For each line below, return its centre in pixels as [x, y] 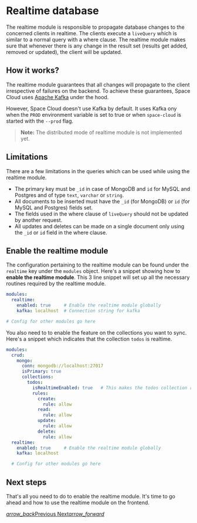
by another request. [38, 220]
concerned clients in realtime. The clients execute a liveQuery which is [91, 33]
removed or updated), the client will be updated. [64, 52]
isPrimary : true [41, 372]
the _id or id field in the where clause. [61, 232]
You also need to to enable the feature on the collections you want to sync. [96, 332]
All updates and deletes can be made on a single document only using [99, 226]
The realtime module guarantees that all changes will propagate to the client [98, 85]
